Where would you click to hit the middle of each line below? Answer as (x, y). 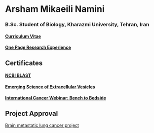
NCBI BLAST (18, 75)
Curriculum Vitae (23, 36)
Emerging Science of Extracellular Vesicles (50, 87)
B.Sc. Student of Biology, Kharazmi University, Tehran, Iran (77, 25)
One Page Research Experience (38, 47)
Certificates (24, 63)
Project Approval (32, 114)
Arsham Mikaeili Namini (55, 9)
